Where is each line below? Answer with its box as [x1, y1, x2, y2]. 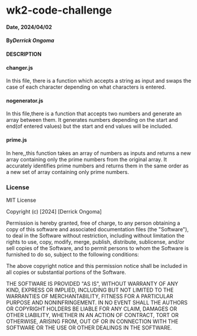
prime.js [6, 136, 27, 143]
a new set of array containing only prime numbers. [6, 168, 129, 175]
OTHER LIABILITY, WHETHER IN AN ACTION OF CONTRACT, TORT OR [6, 311, 179, 318]
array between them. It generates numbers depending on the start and [6, 117, 179, 124]
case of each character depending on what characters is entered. [6, 83, 166, 91]
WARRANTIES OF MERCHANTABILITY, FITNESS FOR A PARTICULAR [6, 292, 173, 299]
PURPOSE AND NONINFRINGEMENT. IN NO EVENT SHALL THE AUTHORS [6, 299, 188, 306]
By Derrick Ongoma [6, 37, 54, 44]
